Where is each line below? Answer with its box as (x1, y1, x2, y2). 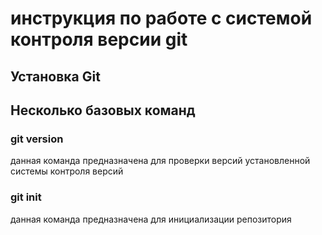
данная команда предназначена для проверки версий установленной (10, 155, 311, 167)
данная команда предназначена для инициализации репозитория (10, 213, 292, 225)
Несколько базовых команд (10, 102, 196, 119)
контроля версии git (10, 28, 188, 51)
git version (10, 132, 64, 146)
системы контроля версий (10, 165, 124, 177)
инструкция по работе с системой (10, 7, 313, 30)
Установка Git (10, 68, 101, 85)
